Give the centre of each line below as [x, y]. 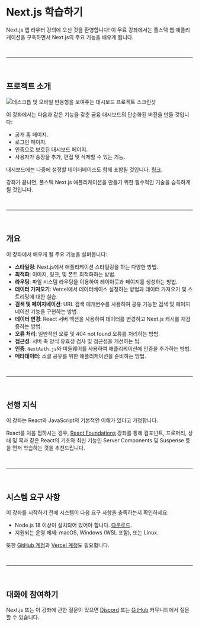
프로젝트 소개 [29, 86]
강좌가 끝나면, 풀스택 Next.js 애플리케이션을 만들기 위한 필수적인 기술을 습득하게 [98, 182]
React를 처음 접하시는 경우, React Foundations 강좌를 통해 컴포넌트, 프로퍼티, [97, 433]
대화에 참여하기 [32, 594]
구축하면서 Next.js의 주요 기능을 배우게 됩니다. [80, 37]
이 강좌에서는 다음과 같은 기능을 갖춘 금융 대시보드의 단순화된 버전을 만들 [90, 114]
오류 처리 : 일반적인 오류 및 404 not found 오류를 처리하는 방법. [87, 334]
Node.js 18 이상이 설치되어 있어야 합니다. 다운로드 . [73, 525]
